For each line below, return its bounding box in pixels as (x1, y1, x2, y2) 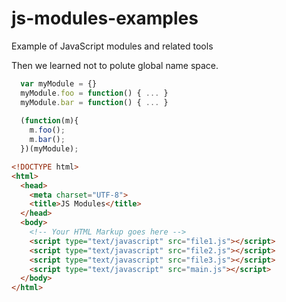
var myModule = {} (20, 78, 98, 89)
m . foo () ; (29, 125, 66, 136)
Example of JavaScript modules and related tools (11, 40, 214, 52)
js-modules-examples (11, 7, 199, 30)
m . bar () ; (29, 135, 66, 145)
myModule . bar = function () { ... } (20, 97, 169, 107)
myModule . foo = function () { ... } (20, 88, 169, 98)
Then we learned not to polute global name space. (11, 59, 219, 71)
